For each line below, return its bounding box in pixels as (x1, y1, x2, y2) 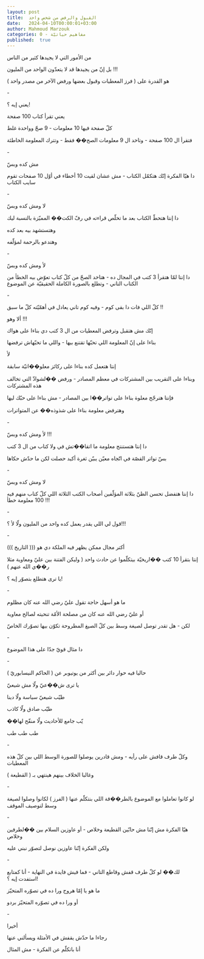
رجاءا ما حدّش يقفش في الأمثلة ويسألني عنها (7, 934, 107, 941)
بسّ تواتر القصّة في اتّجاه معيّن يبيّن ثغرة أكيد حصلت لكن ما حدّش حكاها (7, 455, 167, 462)
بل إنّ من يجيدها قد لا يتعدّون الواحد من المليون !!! (7, 66, 118, 73)
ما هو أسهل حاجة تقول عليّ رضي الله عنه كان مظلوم (7, 598, 126, 606)
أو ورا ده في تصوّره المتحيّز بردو (7, 899, 78, 906)
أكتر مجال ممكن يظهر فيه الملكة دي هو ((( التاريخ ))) (7, 544, 125, 551)
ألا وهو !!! (7, 315, 28, 322)
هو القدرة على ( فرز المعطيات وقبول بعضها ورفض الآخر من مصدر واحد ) (7, 77, 169, 84)
